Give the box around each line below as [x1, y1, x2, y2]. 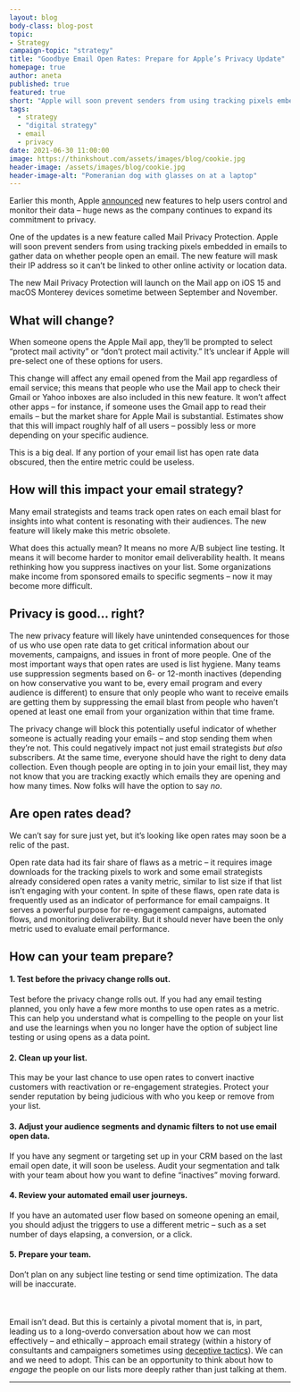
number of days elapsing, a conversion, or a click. [9, 1228, 193, 1239]
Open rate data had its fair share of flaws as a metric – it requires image [9, 857, 272, 868]
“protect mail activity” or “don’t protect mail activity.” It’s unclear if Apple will [9, 346, 290, 357]
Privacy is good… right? [9, 607, 146, 622]
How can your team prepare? [9, 949, 174, 964]
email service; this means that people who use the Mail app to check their [9, 382, 281, 393]
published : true [9, 80, 70, 88]
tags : [9, 105, 29, 113]
